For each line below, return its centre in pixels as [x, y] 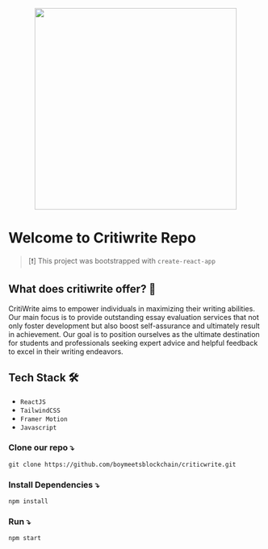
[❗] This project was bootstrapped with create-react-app [122, 260]
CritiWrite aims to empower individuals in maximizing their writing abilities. [132, 308]
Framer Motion [44, 419]
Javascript [38, 427]
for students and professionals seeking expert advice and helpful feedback [133, 343]
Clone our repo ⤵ [42, 447]
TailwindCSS [40, 410]
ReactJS [33, 402]
